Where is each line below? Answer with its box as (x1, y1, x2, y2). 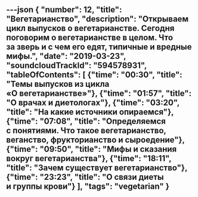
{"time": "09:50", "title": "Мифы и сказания (6, 144, 177, 154)
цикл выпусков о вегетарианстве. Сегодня (6, 23, 175, 33)
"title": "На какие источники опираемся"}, (6, 107, 174, 117)
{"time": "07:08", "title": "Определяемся (6, 116, 166, 127)
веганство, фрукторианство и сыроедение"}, (6, 135, 185, 145)
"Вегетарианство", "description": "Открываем (6, 14, 189, 24)
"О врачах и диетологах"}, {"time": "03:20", (6, 98, 180, 108)
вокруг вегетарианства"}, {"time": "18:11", (6, 154, 172, 164)
